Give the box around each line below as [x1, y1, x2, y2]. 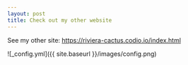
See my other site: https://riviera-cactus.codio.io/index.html [7, 36, 182, 44]
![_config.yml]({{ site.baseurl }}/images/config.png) [7, 50, 157, 58]
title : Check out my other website [7, 17, 112, 24]
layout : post [7, 10, 46, 17]
